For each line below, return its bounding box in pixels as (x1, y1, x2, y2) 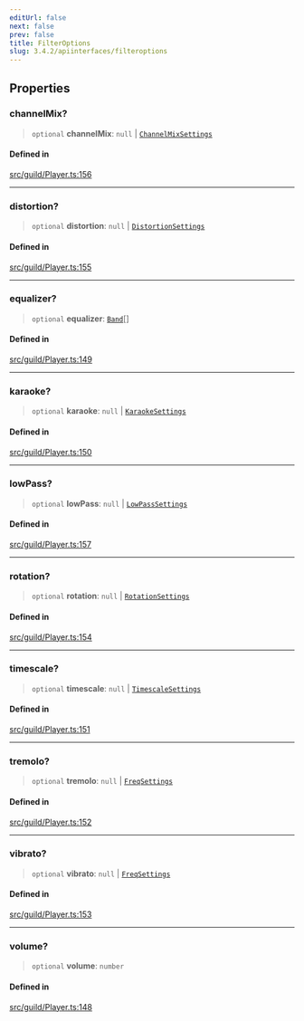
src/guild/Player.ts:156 (9, 169, 92, 180)
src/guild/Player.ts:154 (9, 631, 92, 643)
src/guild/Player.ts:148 (9, 1001, 93, 1012)
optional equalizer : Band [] (31, 313, 129, 324)
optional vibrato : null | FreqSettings (31, 868, 171, 879)
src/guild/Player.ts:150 (9, 446, 92, 457)
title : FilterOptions (9, 38, 91, 48)
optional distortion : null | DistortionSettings (31, 221, 205, 232)
